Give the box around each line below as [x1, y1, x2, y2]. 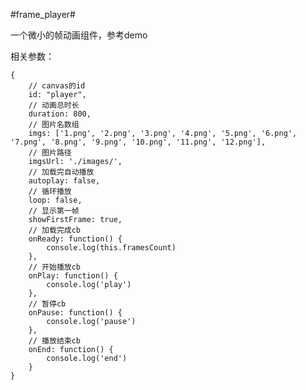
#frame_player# [10, 9, 76, 20]
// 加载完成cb [28, 225, 81, 235]
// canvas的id [28, 81, 86, 91]
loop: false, [28, 195, 83, 205]
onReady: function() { [28, 234, 123, 244]
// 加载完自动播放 [28, 167, 95, 177]
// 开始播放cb [28, 262, 81, 272]
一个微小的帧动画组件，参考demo [10, 29, 148, 41]
